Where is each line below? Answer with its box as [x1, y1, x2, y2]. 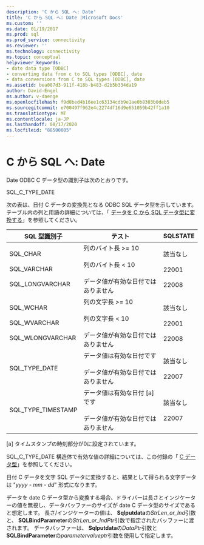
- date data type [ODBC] [6, 65, 69, 72]
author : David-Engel [6, 88, 59, 94]
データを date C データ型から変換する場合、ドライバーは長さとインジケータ [6, 493, 196, 501]
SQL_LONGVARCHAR [9, 279, 71, 288]
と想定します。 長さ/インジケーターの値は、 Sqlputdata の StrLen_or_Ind [6, 509, 185, 516]
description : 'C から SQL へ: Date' [6, 8, 97, 15]
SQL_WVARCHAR [9, 318, 59, 327]
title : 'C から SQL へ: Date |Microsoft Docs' [6, 15, 123, 21]
